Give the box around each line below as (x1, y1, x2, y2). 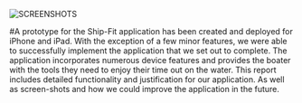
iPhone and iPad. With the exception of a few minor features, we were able (9, 36, 288, 46)
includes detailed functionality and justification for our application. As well (9, 74, 285, 85)
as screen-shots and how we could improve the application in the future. (9, 84, 280, 94)
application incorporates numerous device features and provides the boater (9, 55, 291, 65)
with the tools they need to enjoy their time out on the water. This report (9, 64, 278, 75)
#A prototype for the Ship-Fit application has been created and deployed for (9, 26, 294, 36)
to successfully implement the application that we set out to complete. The (9, 45, 288, 56)
